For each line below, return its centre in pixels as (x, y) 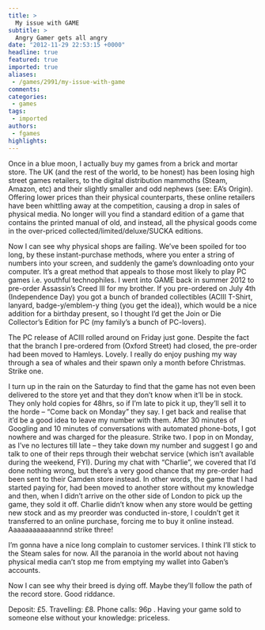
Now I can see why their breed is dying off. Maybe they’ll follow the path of (131, 585)
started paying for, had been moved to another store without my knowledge (131, 487)
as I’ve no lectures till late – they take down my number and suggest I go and (133, 445)
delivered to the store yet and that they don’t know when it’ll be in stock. (126, 395)
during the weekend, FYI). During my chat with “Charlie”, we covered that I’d (132, 462)
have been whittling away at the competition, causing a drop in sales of (124, 205)
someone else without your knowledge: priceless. (89, 617)
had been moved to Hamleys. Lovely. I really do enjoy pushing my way (123, 354)
